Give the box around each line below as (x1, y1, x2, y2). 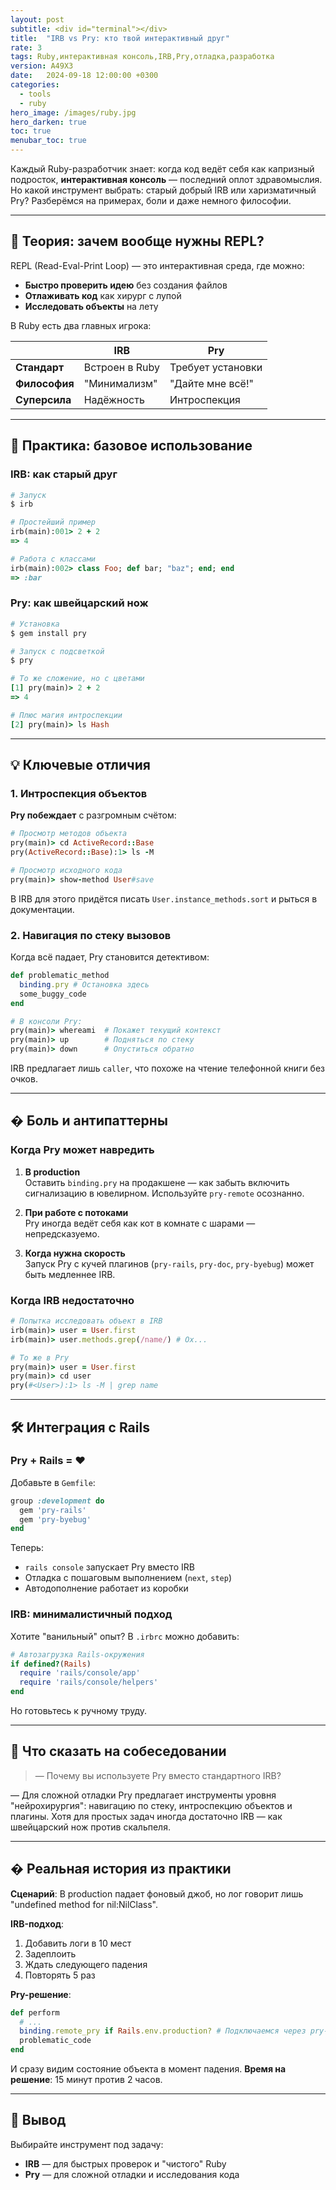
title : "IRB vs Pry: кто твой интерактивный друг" (10, 33, 230, 43)
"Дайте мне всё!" (169, 376, 254, 390)
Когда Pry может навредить (10, 1143, 155, 1157)
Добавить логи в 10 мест (24, 1937, 132, 1949)
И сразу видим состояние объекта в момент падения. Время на (10, 2063, 287, 2075)
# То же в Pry (10, 1352, 70, 1363)
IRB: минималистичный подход (10, 1607, 173, 1621)
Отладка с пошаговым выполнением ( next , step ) (24, 1572, 233, 1584)
